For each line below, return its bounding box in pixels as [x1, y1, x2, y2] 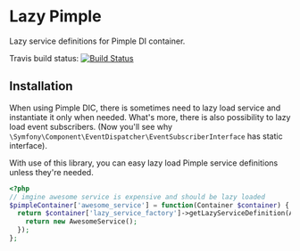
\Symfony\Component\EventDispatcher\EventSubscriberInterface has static [9, 131, 283, 142]
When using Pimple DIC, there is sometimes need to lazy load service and [9, 102, 281, 113]
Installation [9, 78, 73, 94]
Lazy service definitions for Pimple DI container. [9, 36, 186, 46]
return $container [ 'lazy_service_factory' [17, 209, 178, 218]
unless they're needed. [9, 166, 94, 177]
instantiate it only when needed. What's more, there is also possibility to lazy [9, 111, 291, 122]
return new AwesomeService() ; [25, 217, 138, 226]
